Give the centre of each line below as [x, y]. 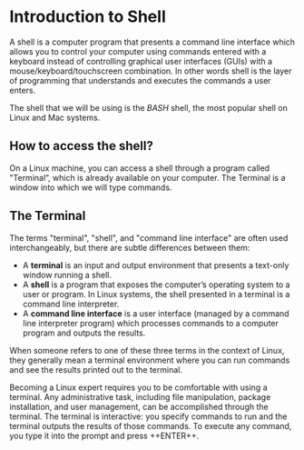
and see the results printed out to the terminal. [96, 369]
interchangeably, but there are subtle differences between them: [130, 247]
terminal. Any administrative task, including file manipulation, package [140, 396]
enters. [23, 90]
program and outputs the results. [84, 333]
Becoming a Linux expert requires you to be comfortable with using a [138, 387]
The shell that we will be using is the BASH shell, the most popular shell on [149, 107]
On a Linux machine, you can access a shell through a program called [140, 168]
